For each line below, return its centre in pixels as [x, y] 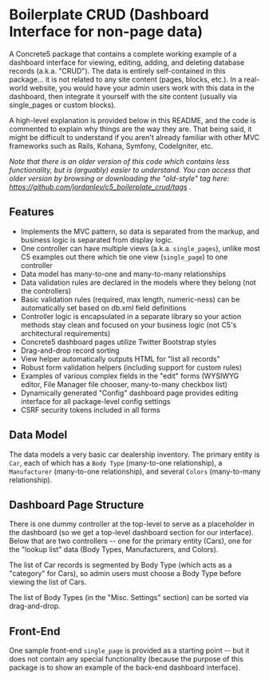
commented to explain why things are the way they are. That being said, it [131, 129]
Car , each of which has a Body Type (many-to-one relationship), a [116, 462]
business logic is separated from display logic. [97, 240]
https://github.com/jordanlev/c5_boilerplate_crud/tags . [100, 186]
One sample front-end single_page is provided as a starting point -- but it [129, 650]
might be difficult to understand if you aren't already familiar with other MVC [134, 137]
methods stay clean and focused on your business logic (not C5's [129, 325]
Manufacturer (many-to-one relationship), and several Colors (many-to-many [135, 471]
